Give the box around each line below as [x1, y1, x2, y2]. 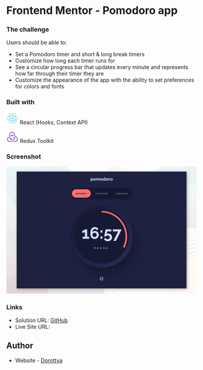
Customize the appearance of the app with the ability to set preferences [14, 76, 195, 84]
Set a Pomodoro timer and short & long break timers [14, 51, 145, 58]
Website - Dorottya [14, 357, 63, 364]
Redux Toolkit [19, 137, 54, 144]
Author [6, 340, 33, 351]
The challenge [6, 25, 50, 34]
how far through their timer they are [14, 70, 104, 78]
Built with [6, 98, 35, 107]
